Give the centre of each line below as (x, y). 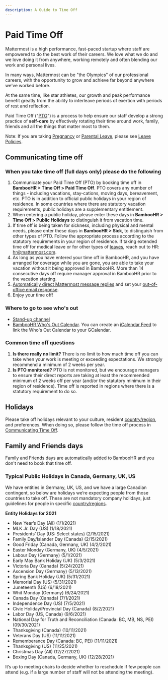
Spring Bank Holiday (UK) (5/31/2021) (51, 576)
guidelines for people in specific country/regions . (56, 503)
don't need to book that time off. (38, 463)
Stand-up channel (31, 319)
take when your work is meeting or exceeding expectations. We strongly (87, 359)
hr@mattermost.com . (34, 252)
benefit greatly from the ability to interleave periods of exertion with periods (84, 100)
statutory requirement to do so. (45, 391)
